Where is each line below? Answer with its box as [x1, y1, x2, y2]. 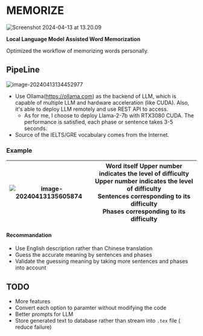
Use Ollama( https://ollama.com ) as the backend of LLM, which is [14, 92, 176, 100]
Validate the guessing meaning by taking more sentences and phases [14, 258, 188, 265]
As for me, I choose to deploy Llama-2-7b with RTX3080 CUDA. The [24, 111, 195, 119]
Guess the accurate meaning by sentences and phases [14, 251, 152, 259]
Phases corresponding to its [102, 207, 186, 216]
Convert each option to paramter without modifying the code [14, 304, 167, 312]
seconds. [24, 125, 47, 132]
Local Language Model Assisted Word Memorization [6, 35, 141, 42]
